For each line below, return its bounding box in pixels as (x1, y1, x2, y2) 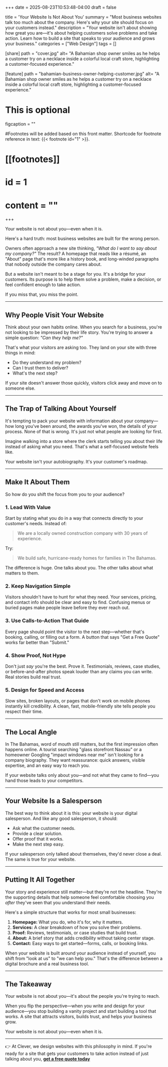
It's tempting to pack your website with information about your (5, 418, 133, 424)
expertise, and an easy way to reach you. (5, 762, 90, 768)
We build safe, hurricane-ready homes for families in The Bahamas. (17, 555, 156, 561)
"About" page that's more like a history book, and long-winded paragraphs (5, 256, 159, 262)
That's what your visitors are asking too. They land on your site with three (5, 344, 156, 350)
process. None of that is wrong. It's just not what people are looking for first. (5, 428, 162, 434)
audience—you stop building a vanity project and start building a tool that (5, 1008, 156, 1014)
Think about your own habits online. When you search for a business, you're (5, 324, 162, 330)
